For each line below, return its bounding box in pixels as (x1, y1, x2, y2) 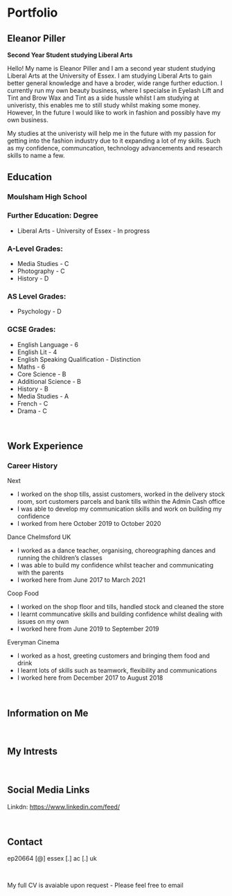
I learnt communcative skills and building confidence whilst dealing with (17, 610, 223, 618)
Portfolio (7, 5, 58, 21)
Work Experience (7, 440, 84, 452)
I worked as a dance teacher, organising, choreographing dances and (17, 546, 216, 555)
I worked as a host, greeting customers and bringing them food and (17, 651, 210, 660)
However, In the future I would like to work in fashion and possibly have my (7, 109, 221, 116)
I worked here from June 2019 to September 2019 (17, 625, 159, 633)
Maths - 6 (17, 362, 46, 371)
